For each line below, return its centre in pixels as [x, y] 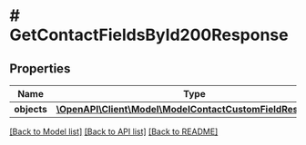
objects [31, 109]
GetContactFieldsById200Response [149, 35]
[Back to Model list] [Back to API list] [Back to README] [114, 131]
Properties [40, 68]
